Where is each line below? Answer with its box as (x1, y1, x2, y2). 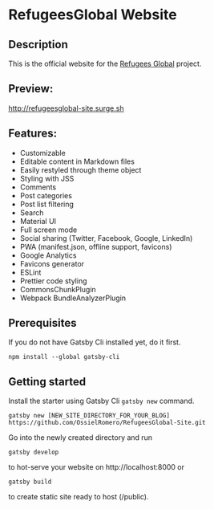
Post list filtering (19, 199, 75, 209)
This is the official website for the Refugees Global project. (8, 59, 202, 68)
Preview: (8, 82, 54, 96)
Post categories (19, 190, 72, 200)
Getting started (8, 375, 87, 389)
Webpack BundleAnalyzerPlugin (19, 293, 127, 303)
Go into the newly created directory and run (8, 433, 153, 442)
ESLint (19, 267, 42, 277)
